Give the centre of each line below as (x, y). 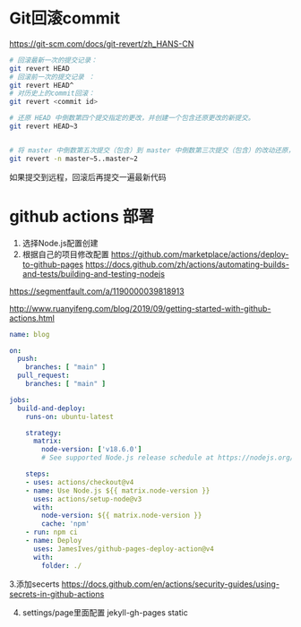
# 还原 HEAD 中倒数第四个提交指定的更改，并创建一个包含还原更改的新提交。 (132, 118)
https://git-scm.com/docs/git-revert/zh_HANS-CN (102, 43)
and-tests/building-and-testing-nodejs (94, 273)
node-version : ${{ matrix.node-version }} (122, 516)
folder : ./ (62, 565)
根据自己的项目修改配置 (65, 254)
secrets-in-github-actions (57, 594)
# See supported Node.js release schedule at (128, 458)
